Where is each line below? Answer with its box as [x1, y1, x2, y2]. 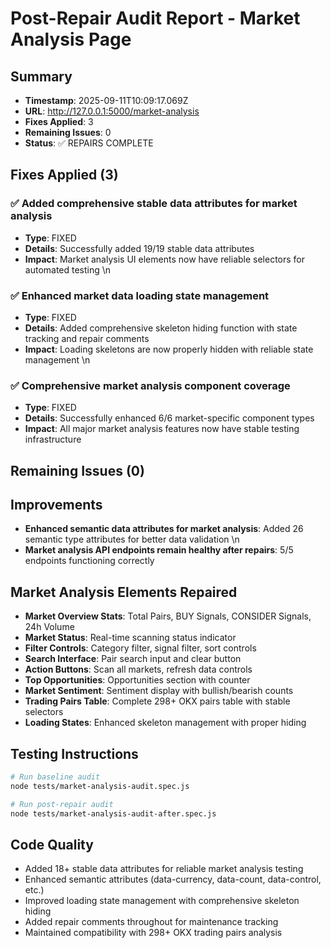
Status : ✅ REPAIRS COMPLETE [24, 137, 154, 149]
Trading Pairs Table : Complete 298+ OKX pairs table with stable [24, 695, 291, 707]
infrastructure [24, 433, 82, 446]
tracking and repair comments [24, 332, 150, 344]
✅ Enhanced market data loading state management [10, 288, 270, 302]
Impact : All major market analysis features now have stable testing [24, 423, 300, 435]
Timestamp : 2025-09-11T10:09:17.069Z [24, 95, 189, 106]
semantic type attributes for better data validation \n [24, 533, 240, 546]
